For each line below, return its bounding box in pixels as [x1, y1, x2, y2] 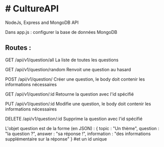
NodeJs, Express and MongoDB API [5, 19, 79, 25]
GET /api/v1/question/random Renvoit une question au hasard [5, 66, 131, 72]
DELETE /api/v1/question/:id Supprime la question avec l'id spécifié [5, 116, 143, 122]
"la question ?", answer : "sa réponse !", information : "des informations [5, 131, 151, 137]
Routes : [5, 43, 31, 52]
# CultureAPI [5, 3, 59, 14]
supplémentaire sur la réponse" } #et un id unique [5, 136, 107, 142]
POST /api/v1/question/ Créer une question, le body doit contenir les [5, 76, 145, 82]
